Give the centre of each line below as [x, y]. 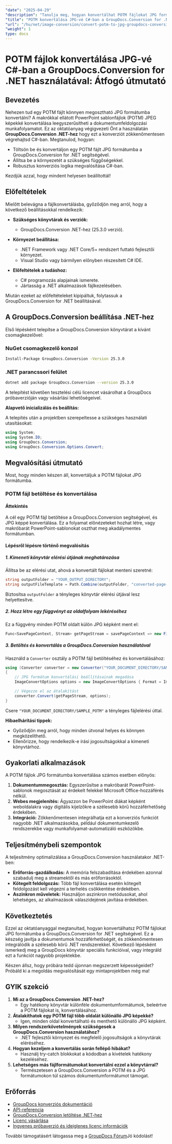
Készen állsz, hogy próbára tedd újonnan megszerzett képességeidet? [80, 966]
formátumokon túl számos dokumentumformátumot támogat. [85, 1075]
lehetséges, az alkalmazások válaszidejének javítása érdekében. [81, 900]
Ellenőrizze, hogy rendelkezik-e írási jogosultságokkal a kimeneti [81, 741]
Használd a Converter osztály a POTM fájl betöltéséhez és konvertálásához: [85, 658]
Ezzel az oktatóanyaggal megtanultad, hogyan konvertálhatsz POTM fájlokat [86, 928]
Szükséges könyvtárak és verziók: [50, 219]
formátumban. [20, 534]
